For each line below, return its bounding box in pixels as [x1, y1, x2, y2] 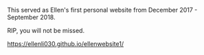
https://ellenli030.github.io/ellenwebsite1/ [7, 40, 124, 47]
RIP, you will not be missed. [7, 27, 84, 34]
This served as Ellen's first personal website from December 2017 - [7, 6, 198, 14]
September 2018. [7, 13, 56, 21]
